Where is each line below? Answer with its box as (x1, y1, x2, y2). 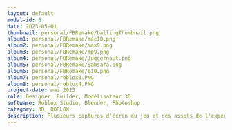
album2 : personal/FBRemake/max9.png (7, 42, 113, 49)
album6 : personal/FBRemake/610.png (7, 67, 110, 74)
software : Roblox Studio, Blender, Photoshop (7, 100, 140, 107)
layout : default (7, 10, 54, 17)
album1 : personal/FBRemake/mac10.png (7, 36, 116, 43)
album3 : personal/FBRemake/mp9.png (7, 49, 110, 56)
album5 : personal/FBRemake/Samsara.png (7, 61, 122, 68)
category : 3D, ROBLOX (7, 106, 70, 113)
